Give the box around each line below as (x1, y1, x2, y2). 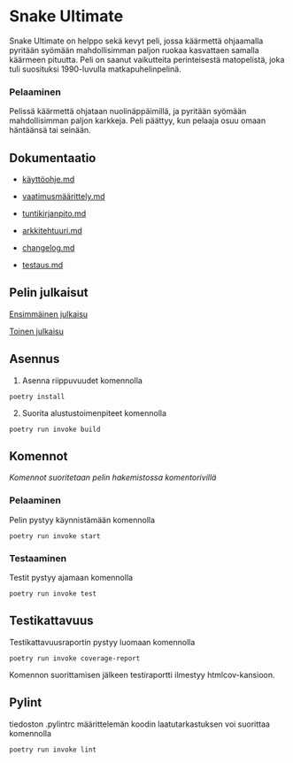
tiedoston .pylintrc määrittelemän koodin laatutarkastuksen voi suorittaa (9, 719, 270, 729)
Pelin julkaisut (9, 285, 89, 300)
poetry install (9, 392, 66, 401)
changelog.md (21, 243, 75, 253)
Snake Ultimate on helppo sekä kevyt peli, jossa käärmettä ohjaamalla (9, 35, 264, 46)
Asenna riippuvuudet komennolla (21, 374, 143, 386)
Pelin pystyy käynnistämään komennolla (9, 514, 156, 525)
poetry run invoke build (9, 425, 101, 434)
